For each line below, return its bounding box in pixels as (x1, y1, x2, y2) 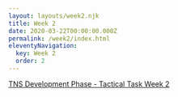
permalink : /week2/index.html (8, 34, 111, 43)
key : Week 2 (15, 49, 57, 57)
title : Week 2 (8, 19, 57, 27)
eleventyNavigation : (8, 42, 78, 50)
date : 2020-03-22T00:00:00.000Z (8, 27, 117, 35)
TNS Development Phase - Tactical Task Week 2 (8, 78, 170, 89)
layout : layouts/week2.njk (8, 11, 100, 20)
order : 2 (15, 57, 45, 65)
